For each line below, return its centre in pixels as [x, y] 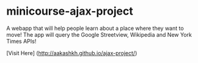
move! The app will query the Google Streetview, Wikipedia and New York [99, 34]
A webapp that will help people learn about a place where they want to [95, 28]
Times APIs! [21, 41]
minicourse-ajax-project [70, 11]
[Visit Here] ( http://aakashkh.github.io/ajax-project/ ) [72, 53]
